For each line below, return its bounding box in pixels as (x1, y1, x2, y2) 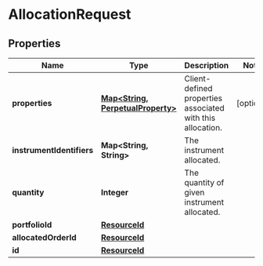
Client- (184, 73, 211, 84)
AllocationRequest (8, 5, 131, 24)
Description (184, 60, 229, 71)
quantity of (184, 177, 225, 188)
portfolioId (12, 220, 52, 230)
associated (184, 103, 225, 113)
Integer (100, 187, 129, 198)
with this (184, 112, 216, 123)
